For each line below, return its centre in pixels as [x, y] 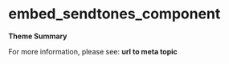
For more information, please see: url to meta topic [93, 51]
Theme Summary [38, 36]
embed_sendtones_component [115, 14]
